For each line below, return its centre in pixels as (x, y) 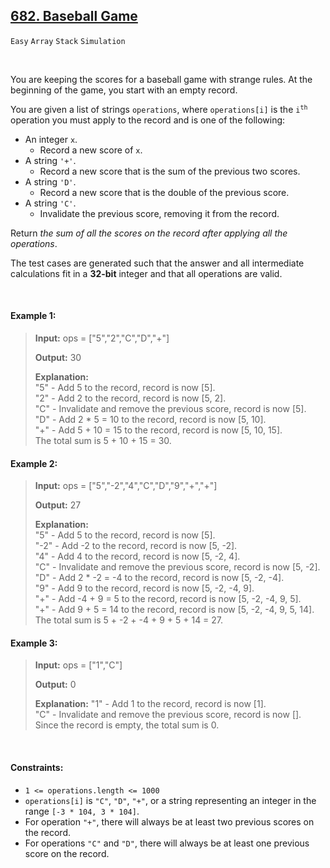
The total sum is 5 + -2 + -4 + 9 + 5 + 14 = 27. (129, 620)
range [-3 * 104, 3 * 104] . (82, 811)
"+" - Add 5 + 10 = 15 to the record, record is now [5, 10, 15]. (158, 430)
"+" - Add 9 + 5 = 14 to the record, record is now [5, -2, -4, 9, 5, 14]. (174, 610)
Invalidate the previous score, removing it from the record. (159, 213)
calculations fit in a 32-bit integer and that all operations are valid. (146, 273)
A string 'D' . (50, 181)
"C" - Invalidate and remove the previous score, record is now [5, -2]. (177, 567)
